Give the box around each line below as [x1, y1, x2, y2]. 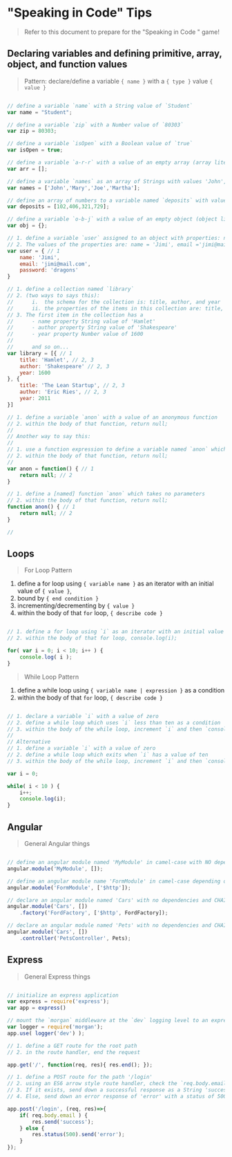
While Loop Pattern [23, 672, 79, 681]
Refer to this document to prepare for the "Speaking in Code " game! [23, 28, 220, 36]
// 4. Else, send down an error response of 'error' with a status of [7, 1093, 215, 1100]
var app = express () [7, 1004, 67, 1012]
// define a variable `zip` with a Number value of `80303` [7, 121, 184, 129]
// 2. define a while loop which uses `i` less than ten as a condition [7, 719, 221, 726]
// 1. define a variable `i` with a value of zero [7, 745, 156, 752]
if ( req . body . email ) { [19, 1111, 88, 1119]
